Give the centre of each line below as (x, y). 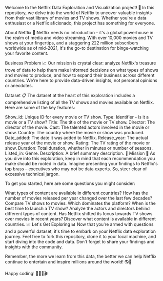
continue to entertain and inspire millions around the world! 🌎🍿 (68, 262)
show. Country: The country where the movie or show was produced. (75, 132)
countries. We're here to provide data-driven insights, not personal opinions (81, 80)
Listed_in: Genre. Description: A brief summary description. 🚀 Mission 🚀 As (80, 153)
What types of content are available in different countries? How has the (77, 193)
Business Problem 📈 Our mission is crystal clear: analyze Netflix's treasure (81, 63)
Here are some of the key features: (40, 108)
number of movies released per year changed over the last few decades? (79, 198)
